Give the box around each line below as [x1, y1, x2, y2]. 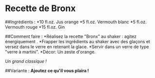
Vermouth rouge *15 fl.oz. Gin [5, 24, 65, 30]
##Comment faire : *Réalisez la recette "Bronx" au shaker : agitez [5, 33, 137, 39]
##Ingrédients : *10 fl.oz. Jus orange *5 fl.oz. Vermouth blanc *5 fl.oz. [5, 19, 147, 25]
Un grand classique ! [5, 58, 47, 64]
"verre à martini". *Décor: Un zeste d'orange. [5, 49, 96, 55]
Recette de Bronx [5, 3, 76, 14]
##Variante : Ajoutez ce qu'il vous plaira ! [5, 67, 89, 73]
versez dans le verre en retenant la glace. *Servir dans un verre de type [5, 44, 149, 49]
